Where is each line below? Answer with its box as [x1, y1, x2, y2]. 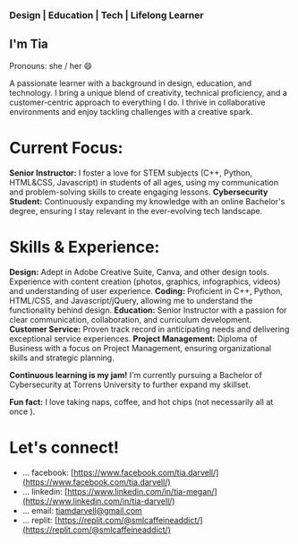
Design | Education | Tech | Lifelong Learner [9, 9, 204, 22]
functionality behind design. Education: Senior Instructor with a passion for [9, 305, 287, 315]
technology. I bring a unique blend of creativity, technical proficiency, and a [9, 87, 288, 98]
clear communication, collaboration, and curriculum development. [9, 314, 252, 324]
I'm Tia [9, 37, 49, 52]
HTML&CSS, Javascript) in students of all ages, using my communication [9, 177, 279, 187]
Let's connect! [9, 437, 119, 457]
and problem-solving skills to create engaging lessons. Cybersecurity [9, 186, 268, 197]
